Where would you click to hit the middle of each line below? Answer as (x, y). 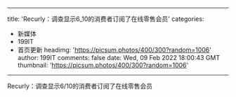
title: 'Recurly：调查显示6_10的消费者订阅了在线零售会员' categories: (106, 19)
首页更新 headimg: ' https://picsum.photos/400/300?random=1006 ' (114, 50)
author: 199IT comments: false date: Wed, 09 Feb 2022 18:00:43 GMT (118, 58)
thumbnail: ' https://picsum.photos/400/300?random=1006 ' (103, 65)
